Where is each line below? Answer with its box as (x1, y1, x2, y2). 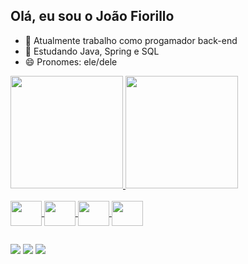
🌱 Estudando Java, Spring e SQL (24, 45, 160, 57)
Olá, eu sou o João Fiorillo (10, 8, 175, 25)
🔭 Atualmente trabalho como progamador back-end (24, 34, 238, 46)
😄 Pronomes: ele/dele (24, 55, 118, 68)
